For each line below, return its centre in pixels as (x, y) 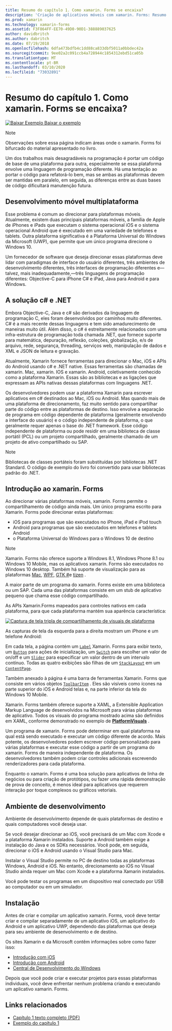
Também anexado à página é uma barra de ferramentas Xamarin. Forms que (86, 678)
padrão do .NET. (23, 473)
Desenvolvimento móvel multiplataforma (72, 202)
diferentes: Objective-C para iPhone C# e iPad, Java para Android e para (82, 279)
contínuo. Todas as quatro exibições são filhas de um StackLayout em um (83, 663)
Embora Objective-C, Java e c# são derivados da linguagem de (72, 313)
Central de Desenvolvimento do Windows (57, 968)
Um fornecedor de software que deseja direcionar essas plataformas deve (84, 257)
